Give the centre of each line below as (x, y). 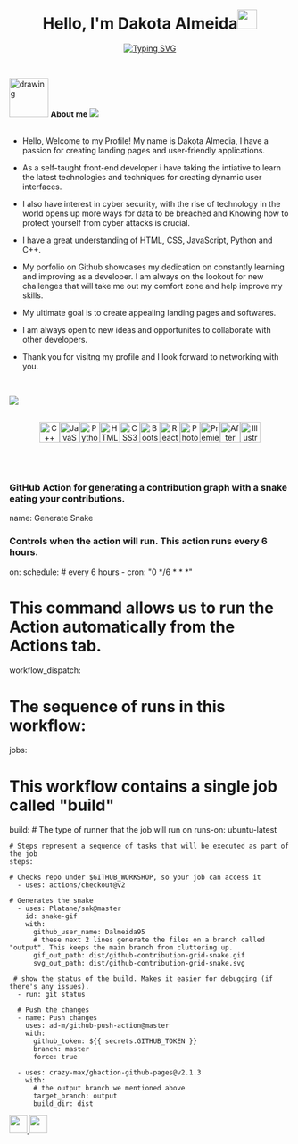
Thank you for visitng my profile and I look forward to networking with (150, 356)
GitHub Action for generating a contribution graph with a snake (149, 487)
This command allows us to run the (141, 608)
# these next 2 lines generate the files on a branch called (149, 940)
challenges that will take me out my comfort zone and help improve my (152, 286)
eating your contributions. (67, 498)
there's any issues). (50, 987)
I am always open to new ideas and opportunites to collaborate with (146, 329)
